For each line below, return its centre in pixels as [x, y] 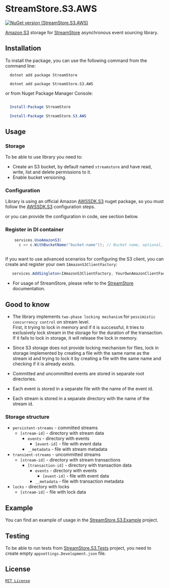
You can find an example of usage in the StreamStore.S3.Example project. [82, 520]
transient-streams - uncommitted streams [57, 454]
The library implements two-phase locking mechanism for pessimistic [84, 317]
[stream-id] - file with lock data [53, 492]
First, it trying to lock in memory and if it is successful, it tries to [78, 328]
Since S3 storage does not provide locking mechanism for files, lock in [86, 348]
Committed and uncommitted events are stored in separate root [78, 374]
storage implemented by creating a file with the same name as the [81, 353]
